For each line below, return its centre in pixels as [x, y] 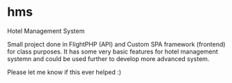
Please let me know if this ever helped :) [64, 72]
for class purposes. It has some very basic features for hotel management [113, 51]
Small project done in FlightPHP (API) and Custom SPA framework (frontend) [116, 44]
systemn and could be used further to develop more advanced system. [108, 58]
